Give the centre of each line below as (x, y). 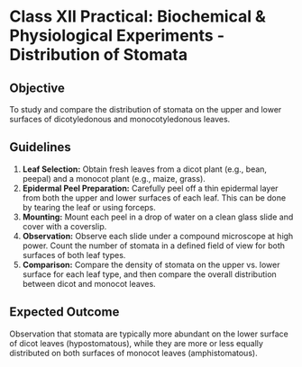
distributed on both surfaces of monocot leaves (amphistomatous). (134, 353)
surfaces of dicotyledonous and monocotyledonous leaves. (120, 119)
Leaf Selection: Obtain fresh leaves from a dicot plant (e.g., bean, (145, 169)
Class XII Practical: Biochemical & (137, 17)
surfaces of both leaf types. (74, 255)
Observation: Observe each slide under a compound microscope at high (158, 236)
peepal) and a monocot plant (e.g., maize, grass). (114, 178)
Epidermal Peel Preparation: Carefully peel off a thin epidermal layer (150, 188)
